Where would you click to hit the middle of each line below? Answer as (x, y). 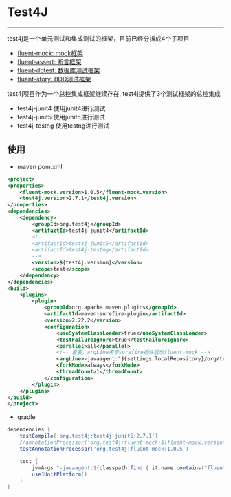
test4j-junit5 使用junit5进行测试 (61, 117)
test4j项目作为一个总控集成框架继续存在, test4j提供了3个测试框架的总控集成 (114, 93)
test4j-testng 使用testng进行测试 (63, 126)
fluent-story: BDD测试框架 (54, 79)
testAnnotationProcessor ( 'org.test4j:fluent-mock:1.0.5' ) (104, 449)
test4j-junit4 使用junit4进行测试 (61, 108)
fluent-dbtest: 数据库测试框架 (58, 70)
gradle (26, 417)
